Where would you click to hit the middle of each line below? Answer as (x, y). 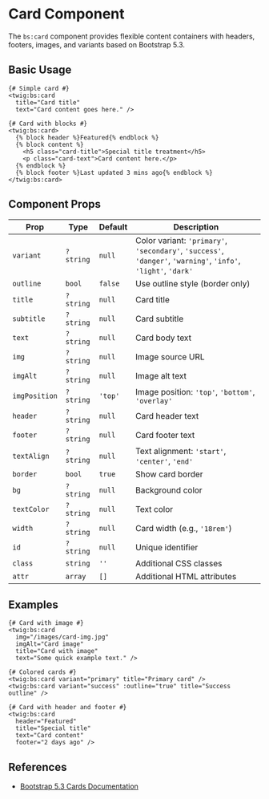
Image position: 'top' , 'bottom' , (195, 391)
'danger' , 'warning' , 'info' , (188, 260)
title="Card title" (48, 102)
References (38, 767)
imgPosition (35, 395)
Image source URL (170, 356)
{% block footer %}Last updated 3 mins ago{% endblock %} (114, 172)
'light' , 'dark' (164, 270)
